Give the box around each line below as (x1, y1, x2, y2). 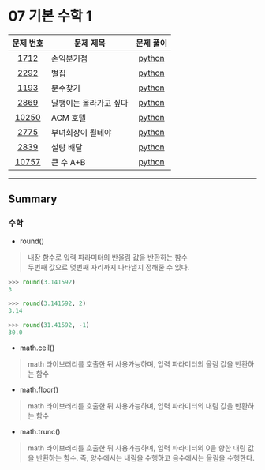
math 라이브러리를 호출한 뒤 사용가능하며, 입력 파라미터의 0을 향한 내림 (27, 443, 246, 453)
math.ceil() (19, 343, 55, 352)
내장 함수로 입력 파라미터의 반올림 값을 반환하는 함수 (27, 252, 188, 261)
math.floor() (19, 385, 59, 394)
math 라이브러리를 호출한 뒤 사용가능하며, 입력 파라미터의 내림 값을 (27, 400, 234, 411)
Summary (8, 193, 58, 206)
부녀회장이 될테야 (50, 127, 112, 138)
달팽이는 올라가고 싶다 (50, 97, 129, 108)
